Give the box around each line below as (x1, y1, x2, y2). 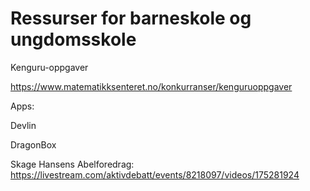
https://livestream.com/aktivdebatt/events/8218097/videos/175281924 (10, 168, 300, 181)
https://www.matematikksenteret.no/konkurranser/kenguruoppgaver (10, 80, 293, 92)
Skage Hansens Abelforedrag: (10, 158, 135, 170)
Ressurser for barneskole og (10, 7, 252, 30)
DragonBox (10, 138, 57, 151)
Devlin (10, 119, 37, 131)
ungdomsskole (10, 28, 137, 51)
